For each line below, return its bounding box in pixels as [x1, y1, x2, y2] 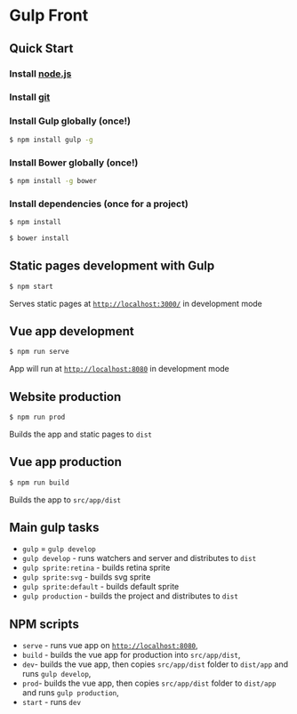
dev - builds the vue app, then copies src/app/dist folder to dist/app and [21, 659, 289, 670]
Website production [9, 389, 122, 405]
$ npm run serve [9, 348, 69, 357]
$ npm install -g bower [9, 176, 98, 185]
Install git [9, 91, 51, 103]
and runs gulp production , [21, 687, 120, 698]
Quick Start [9, 41, 74, 56]
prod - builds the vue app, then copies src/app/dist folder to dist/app [21, 678, 277, 689]
